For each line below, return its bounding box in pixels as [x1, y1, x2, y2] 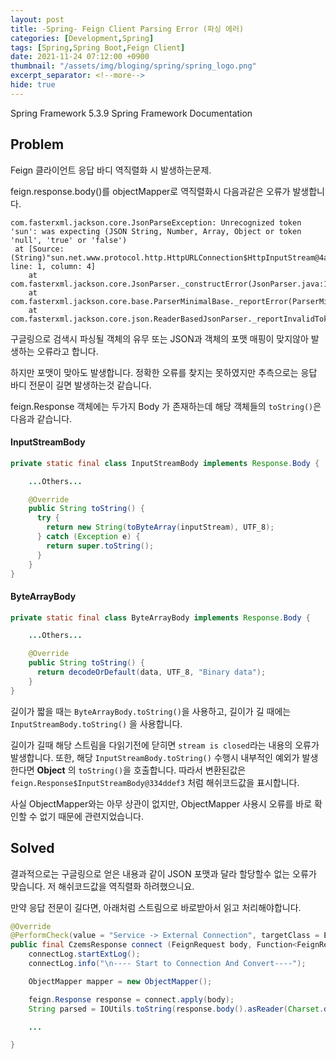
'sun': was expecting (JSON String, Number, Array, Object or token [10, 226, 302, 236]
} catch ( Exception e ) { [36, 532, 141, 542]
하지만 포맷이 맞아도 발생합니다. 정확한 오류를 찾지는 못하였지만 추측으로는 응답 [10, 366, 318, 378]
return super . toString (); [46, 541, 155, 551]
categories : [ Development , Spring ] [10, 33, 155, 43]
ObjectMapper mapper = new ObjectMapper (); [28, 976, 213, 986]
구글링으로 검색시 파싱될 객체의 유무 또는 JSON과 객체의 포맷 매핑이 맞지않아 [10, 332, 309, 345]
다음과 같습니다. [10, 412, 73, 425]
